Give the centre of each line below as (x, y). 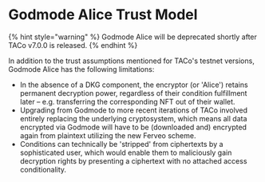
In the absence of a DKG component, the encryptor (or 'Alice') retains (134, 85)
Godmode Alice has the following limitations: (81, 69)
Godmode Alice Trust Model (103, 15)
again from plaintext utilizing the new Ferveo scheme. (108, 135)
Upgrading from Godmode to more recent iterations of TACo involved (133, 110)
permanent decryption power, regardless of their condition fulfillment (133, 93)
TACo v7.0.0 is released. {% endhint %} (73, 45)
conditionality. (43, 169)
